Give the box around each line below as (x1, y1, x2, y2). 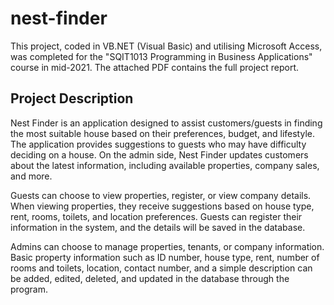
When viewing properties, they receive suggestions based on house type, (10, 200, 315, 212)
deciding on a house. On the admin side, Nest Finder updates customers (10, 148, 309, 161)
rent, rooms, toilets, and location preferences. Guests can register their (10, 210, 303, 222)
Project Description (10, 90, 134, 107)
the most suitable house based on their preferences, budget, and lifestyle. (10, 127, 315, 139)
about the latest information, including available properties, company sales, (10, 159, 320, 171)
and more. (10, 170, 53, 182)
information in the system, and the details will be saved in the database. (10, 221, 306, 233)
